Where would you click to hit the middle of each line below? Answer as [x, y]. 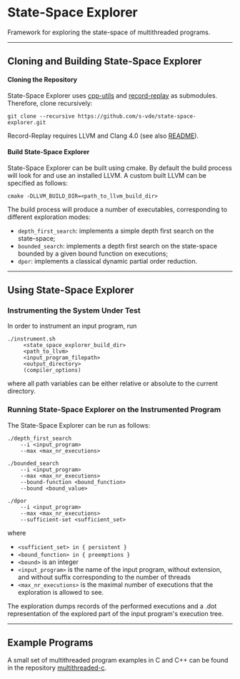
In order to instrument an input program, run [72, 326]
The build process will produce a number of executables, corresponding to [117, 209]
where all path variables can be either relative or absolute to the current [113, 383]
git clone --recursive [41, 116]
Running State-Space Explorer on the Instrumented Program [114, 410]
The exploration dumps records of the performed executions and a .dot [112, 606]
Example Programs [50, 643]
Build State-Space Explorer [49, 152]
